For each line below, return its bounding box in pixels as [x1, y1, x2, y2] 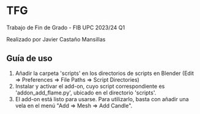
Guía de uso [6, 53, 53, 64]
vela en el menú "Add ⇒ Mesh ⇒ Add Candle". [15, 102, 133, 109]
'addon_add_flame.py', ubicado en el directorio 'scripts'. [15, 89, 157, 96]
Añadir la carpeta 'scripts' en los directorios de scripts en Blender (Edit [15, 69, 194, 77]
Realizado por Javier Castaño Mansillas [6, 35, 106, 43]
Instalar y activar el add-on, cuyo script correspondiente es [15, 82, 165, 90]
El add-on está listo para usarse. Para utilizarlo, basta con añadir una [15, 95, 189, 102]
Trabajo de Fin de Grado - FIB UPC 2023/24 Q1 [6, 24, 125, 31]
